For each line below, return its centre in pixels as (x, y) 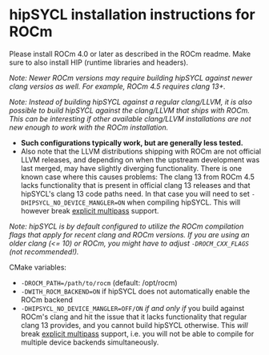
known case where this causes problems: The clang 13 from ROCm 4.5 (137, 177)
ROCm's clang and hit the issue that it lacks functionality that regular (134, 317)
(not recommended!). (44, 251)
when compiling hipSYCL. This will (184, 202)
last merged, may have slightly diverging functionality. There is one (131, 168)
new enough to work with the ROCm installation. (89, 127)
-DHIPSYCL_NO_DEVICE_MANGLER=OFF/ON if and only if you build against (132, 308)
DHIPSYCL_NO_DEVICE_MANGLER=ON (73, 203)
